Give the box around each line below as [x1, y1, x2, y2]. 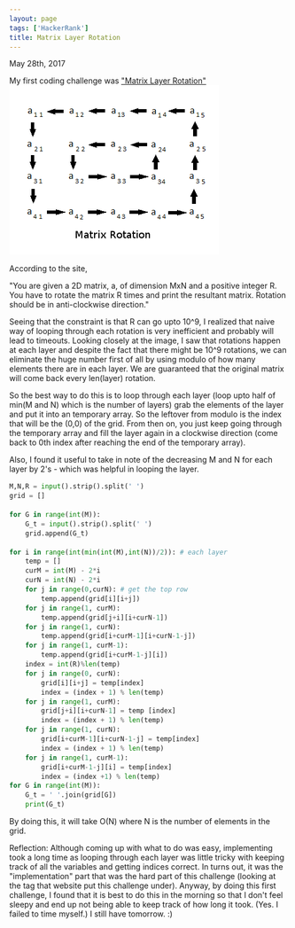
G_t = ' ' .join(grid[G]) [25, 791, 117, 799]
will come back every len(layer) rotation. [9, 373, 157, 384]
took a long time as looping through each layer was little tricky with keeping [9, 852, 285, 862]
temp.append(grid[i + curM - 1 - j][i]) [41, 651, 168, 659]
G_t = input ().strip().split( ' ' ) [25, 519, 152, 528]
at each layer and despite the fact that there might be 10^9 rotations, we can [9, 345, 287, 355]
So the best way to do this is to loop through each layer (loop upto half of [9, 390, 276, 401]
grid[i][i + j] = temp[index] [41, 678, 144, 687]
